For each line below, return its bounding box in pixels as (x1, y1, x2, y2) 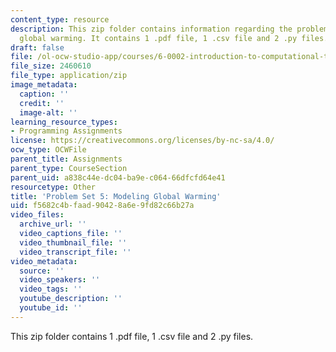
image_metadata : (10, 80, 78, 90)
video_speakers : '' (19, 275, 101, 285)
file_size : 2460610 (10, 61, 92, 71)
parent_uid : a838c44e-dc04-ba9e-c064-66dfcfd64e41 (10, 172, 226, 183)
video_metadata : (10, 256, 78, 266)
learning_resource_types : (10, 117, 118, 127)
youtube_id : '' (19, 303, 83, 313)
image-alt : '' (19, 107, 78, 118)
